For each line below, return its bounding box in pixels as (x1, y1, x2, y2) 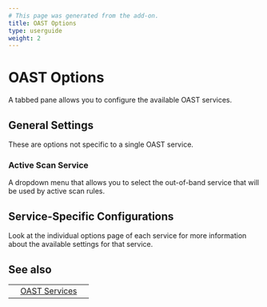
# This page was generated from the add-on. (8, 11, 159, 20)
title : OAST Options (8, 19, 78, 27)
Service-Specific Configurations (8, 209, 174, 223)
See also (8, 262, 52, 277)
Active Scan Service (8, 160, 90, 171)
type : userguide (8, 26, 62, 34)
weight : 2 (8, 34, 42, 42)
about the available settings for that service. (8, 240, 153, 249)
